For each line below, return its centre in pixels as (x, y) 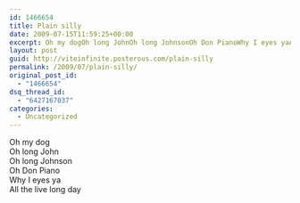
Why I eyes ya (35, 180)
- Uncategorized (47, 117)
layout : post (33, 51)
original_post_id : (43, 76)
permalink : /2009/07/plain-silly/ (74, 68)
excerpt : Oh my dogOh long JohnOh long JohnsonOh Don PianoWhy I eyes (143, 42)
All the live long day (46, 190)
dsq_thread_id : (37, 92)
